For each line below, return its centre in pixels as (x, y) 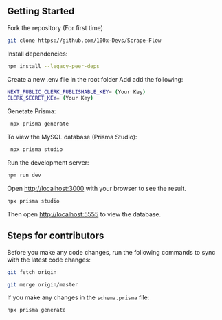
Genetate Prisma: (32, 111)
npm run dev (24, 175)
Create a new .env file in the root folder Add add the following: (95, 79)
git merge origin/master (43, 284)
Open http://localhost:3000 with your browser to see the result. (97, 188)
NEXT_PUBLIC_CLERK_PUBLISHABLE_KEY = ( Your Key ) (77, 92)
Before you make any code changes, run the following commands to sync (111, 252)
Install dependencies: (37, 54)
